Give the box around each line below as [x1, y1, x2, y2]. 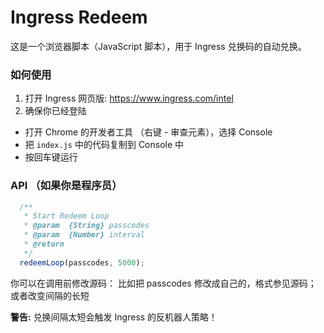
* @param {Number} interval [23, 230, 145, 240]
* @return [23, 239, 65, 250]
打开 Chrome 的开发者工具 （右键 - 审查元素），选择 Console [24, 126, 273, 138]
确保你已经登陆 [24, 105, 87, 117]
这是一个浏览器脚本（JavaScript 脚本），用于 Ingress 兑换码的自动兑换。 [10, 40, 307, 52]
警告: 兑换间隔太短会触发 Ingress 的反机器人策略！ [10, 311, 218, 323]
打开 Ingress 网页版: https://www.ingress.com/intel [24, 92, 234, 105]
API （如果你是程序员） [10, 179, 123, 193]
